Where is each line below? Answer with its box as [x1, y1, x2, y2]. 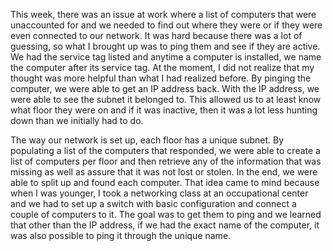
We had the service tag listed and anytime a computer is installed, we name [10, 51, 322, 63]
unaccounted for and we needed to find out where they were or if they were [10, 19, 323, 31]
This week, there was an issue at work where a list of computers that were [10, 9, 317, 20]
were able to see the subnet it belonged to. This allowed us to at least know [10, 94, 322, 105]
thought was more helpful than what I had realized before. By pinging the [10, 72, 312, 84]
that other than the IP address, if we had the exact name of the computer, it [10, 219, 320, 231]
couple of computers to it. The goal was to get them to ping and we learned [10, 209, 322, 220]
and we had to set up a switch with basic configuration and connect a [10, 198, 297, 209]
